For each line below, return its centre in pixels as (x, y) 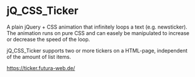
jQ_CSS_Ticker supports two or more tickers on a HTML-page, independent (97, 50)
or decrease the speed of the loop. (48, 39)
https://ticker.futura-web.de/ (41, 68)
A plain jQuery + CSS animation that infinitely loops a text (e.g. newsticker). (97, 27)
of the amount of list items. (39, 57)
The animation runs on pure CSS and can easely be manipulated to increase (98, 33)
